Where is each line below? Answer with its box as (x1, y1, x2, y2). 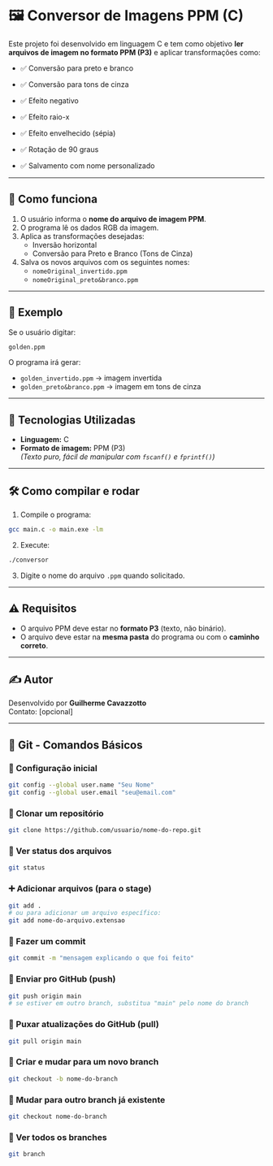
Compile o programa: (19, 509, 92, 520)
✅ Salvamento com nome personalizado (19, 160, 155, 171)
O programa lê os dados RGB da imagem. (19, 223, 159, 232)
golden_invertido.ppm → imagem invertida (19, 373, 162, 383)
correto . (19, 640, 49, 650)
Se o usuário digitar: (8, 327, 76, 337)
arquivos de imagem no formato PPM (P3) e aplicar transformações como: (8, 47, 261, 57)
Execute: (19, 540, 50, 549)
